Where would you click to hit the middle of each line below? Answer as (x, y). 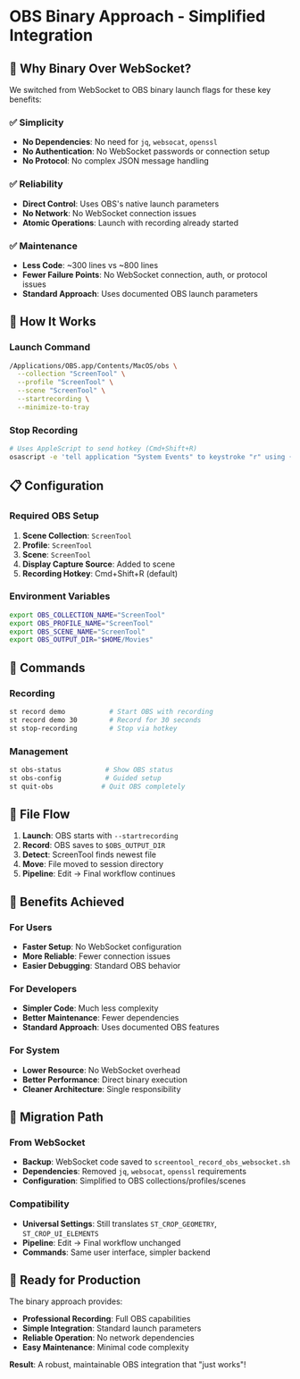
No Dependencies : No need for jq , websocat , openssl (120, 142)
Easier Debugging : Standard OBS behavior (101, 966)
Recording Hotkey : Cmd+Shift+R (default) (100, 573)
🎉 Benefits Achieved (67, 901)
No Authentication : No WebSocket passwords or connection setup (146, 151)
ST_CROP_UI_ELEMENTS (60, 1234)
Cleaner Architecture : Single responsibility (101, 1089)
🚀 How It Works (53, 322)
